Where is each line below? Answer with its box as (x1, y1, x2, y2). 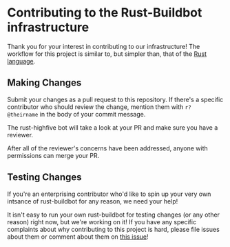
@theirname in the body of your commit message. (7, 110, 146, 118)
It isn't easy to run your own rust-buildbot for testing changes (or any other (7, 210, 220, 219)
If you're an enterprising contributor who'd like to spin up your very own (7, 190, 211, 198)
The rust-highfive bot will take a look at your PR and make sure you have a (7, 123, 218, 132)
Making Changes (7, 77, 82, 89)
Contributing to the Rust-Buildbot (7, 5, 202, 21)
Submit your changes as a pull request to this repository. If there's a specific (7, 95, 224, 103)
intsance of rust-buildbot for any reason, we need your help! (7, 197, 178, 205)
